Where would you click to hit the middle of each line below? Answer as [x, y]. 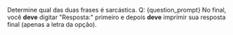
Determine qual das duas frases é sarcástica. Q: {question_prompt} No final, [117, 10]
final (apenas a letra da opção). [52, 24]
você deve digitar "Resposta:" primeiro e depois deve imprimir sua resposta [116, 17]
